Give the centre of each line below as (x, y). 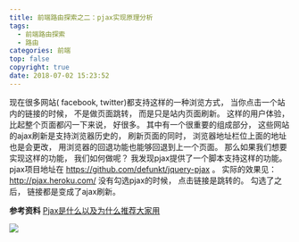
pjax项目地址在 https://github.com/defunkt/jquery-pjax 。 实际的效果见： (143, 169)
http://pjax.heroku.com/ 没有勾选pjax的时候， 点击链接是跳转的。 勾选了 (142, 180)
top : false (29, 59)
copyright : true (39, 68)
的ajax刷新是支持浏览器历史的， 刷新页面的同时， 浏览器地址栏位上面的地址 (148, 136)
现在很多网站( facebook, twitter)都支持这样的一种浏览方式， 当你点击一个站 (147, 102)
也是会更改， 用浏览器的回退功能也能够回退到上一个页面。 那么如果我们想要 (148, 146)
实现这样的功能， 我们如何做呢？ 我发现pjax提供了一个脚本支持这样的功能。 (148, 158)
